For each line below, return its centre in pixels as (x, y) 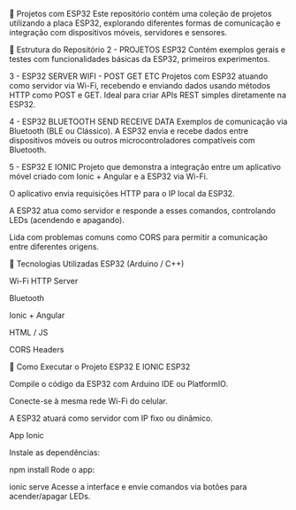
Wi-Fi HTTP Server (44, 281)
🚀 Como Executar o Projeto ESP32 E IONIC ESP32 (100, 367)
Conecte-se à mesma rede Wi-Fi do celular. (88, 401)
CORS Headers (37, 349)
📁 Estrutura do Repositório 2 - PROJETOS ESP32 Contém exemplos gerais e (147, 50)
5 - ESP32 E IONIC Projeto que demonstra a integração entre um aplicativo (145, 167)
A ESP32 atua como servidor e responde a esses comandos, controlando (143, 211)
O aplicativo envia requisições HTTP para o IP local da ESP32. (122, 193)
